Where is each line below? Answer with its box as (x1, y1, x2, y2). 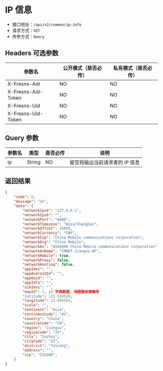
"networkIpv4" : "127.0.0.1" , (22, 208, 81, 213)
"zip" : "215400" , (22, 352, 57, 357)
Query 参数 (5, 134, 39, 142)
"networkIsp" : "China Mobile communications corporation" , (22, 235, 145, 240)
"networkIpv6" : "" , (22, 212, 62, 217)
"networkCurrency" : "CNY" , (22, 231, 77, 236)
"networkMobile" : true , (22, 253, 70, 258)
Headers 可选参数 (5, 49, 59, 57)
